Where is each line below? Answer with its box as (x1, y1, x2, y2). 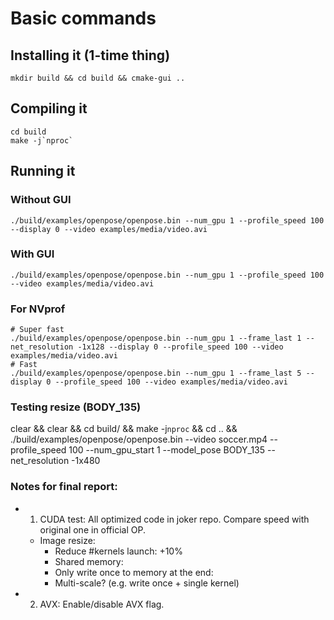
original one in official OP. (39, 523, 146, 536)
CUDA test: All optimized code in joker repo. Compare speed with (39, 513, 310, 525)
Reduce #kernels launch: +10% (54, 545, 183, 557)
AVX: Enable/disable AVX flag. (39, 598, 165, 610)
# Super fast (10, 325, 65, 335)
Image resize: (39, 534, 96, 546)
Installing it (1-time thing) (10, 47, 171, 64)
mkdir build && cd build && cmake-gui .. (10, 73, 186, 83)
